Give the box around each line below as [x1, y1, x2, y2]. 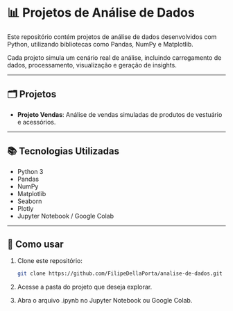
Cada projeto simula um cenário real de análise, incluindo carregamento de [7, 53, 222, 62]
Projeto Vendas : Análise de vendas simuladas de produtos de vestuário [17, 110, 223, 118]
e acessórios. [17, 118, 56, 126]
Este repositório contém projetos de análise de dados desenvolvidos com [7, 32, 217, 41]
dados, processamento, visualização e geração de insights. [7, 61, 177, 69]
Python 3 [17, 167, 44, 175]
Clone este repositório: [17, 257, 83, 265]
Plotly [17, 204, 34, 212]
